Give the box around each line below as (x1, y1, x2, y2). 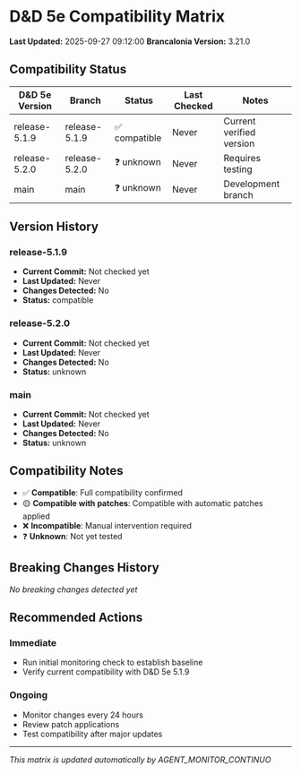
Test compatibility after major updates (21, 728, 163, 739)
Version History (9, 219, 99, 235)
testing (223, 163, 253, 176)
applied (21, 511, 51, 521)
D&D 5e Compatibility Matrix (9, 6, 226, 27)
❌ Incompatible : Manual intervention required (21, 520, 193, 530)
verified (223, 125, 256, 138)
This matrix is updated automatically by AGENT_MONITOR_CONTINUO (9, 754, 271, 765)
